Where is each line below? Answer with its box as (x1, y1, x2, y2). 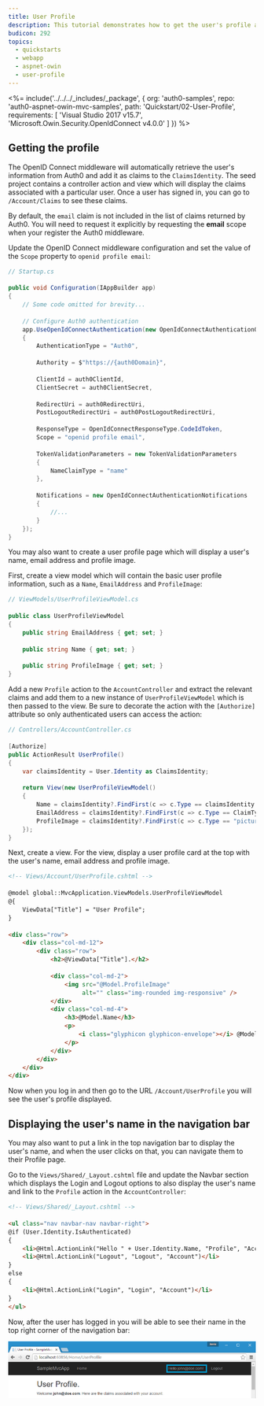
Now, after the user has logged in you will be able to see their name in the (8, 1317, 246, 1326)
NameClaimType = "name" (49, 467, 128, 475)
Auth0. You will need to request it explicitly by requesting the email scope (8, 219, 247, 228)
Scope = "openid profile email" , (36, 434, 146, 442)
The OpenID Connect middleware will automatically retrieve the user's (8, 162, 235, 172)
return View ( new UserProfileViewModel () (22, 784, 156, 792)
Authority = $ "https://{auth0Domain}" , (36, 359, 167, 367)
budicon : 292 (8, 29, 51, 37)
